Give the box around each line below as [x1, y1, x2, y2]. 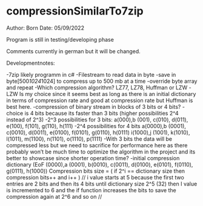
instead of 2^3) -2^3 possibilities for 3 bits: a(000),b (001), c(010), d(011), [6, 116, 188, 123]
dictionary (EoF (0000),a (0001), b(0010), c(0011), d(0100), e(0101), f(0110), [6, 161, 193, 168]
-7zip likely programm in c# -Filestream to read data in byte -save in [6, 71, 176, 78]
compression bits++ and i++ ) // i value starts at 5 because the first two [6, 173, 185, 181]
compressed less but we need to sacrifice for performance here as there [6, 141, 188, 149]
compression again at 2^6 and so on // [6, 193, 102, 200]
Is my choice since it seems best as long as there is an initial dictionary [19, 90, 196, 97]
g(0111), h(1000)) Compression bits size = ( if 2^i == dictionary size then [6, 167, 185, 175]
